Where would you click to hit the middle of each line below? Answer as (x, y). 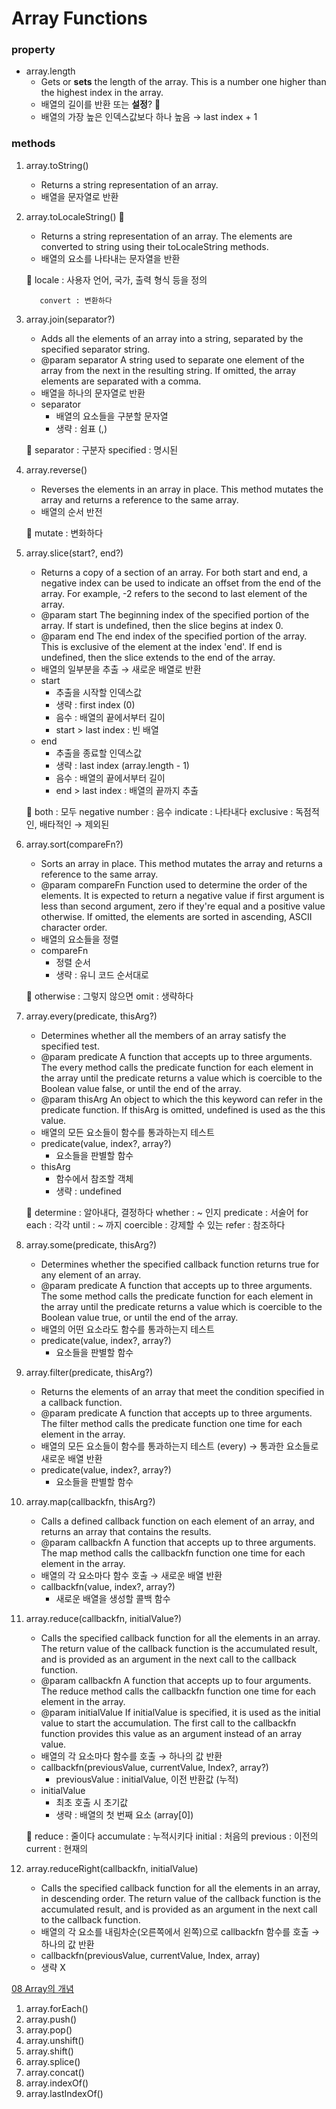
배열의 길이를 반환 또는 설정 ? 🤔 (100, 104)
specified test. (70, 1046)
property (33, 50)
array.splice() (53, 2061)
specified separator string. (95, 349)
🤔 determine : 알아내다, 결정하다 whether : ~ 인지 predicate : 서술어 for (167, 1212)
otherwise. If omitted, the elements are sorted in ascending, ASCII (176, 916)
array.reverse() (56, 469)
